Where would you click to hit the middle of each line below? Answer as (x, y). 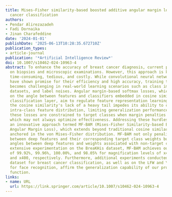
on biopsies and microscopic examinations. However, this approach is (87, 72)
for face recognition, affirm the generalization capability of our (84, 167)
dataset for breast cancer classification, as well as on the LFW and (87, 163)
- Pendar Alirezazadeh (29, 24)
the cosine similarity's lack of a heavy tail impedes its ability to (87, 106)
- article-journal (25, 53)
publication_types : (26, 48)
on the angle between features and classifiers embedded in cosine (83, 96)
